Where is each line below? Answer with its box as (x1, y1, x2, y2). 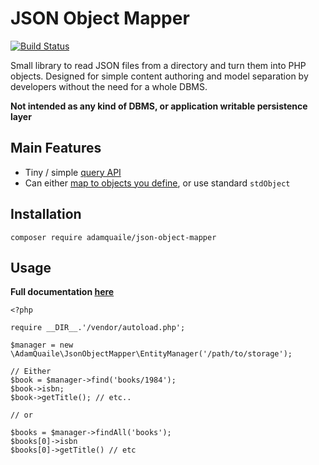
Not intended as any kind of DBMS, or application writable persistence (10, 100, 308, 112)
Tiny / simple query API (24, 166, 122, 178)
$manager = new (10, 340, 74, 351)
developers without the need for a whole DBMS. (10, 80, 208, 92)
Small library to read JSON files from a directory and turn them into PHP (10, 59, 307, 71)
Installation (10, 206, 82, 223)
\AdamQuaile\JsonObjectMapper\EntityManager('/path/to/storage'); (10, 349, 293, 359)
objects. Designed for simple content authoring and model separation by (10, 70, 309, 82)
